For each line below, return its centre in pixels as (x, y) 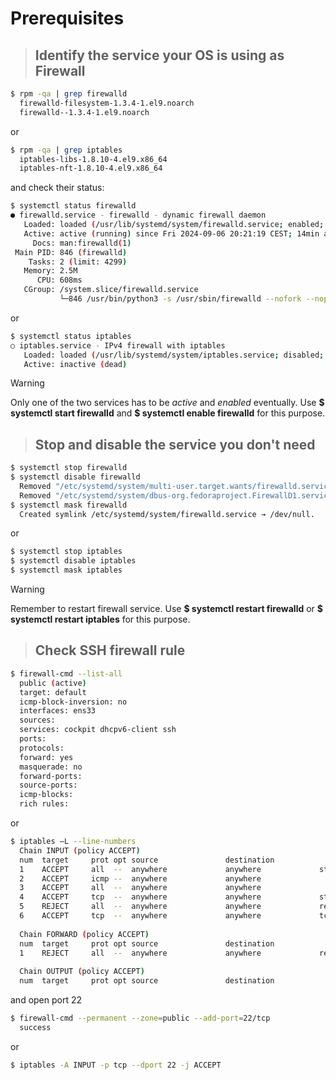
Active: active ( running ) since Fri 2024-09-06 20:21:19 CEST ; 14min (171, 233)
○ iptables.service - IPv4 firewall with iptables (118, 345)
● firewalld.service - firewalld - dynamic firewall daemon (138, 215)
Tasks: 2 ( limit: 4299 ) (78, 262)
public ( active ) (53, 683)
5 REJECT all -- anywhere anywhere (140, 907)
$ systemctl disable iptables (73, 561)
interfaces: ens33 (58, 711)
